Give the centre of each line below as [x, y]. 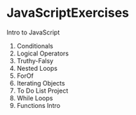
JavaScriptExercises [68, 13]
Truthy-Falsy [35, 60]
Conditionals [35, 46]
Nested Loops [37, 68]
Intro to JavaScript [33, 32]
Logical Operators [43, 53]
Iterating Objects [41, 83]
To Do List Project [42, 90]
